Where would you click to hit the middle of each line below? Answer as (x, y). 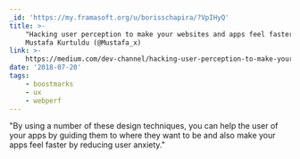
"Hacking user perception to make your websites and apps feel (146, 34)
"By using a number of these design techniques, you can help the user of (144, 126)
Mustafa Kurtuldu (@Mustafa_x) (83, 42)
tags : (19, 76)
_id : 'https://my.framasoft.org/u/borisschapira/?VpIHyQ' (119, 17)
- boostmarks (50, 84)
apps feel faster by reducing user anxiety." (87, 145)
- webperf (44, 100)
